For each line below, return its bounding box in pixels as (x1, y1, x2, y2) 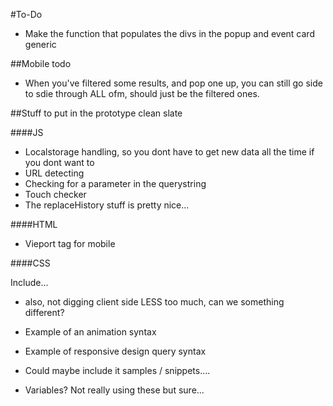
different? (24, 307, 65, 318)
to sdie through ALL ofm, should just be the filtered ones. (24, 88, 260, 99)
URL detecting (24, 167, 85, 179)
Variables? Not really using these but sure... (24, 384, 205, 396)
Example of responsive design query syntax (24, 345, 207, 357)
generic (24, 39, 57, 50)
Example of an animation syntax (24, 326, 157, 338)
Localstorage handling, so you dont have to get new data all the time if (24, 146, 315, 158)
